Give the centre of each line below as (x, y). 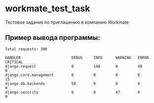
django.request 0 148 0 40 (74, 66)
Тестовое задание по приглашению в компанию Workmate (67, 22)
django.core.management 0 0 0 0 (73, 75)
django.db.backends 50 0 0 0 (73, 84)
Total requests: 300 (26, 49)
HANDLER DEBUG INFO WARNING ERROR (77, 58)
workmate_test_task (48, 9)
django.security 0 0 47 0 (73, 92)
